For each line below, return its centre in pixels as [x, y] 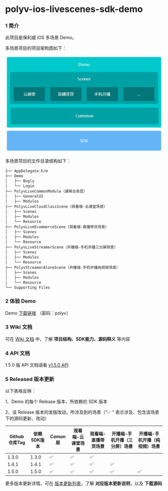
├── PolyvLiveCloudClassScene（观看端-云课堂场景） [56, 207]
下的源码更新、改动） [27, 418]
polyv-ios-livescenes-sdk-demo [74, 9]
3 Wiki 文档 [19, 327]
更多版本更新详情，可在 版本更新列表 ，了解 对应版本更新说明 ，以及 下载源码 [84, 483]
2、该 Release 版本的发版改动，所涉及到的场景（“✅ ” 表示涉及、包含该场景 [82, 412]
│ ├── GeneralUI [24, 196]
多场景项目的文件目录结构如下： [38, 161]
